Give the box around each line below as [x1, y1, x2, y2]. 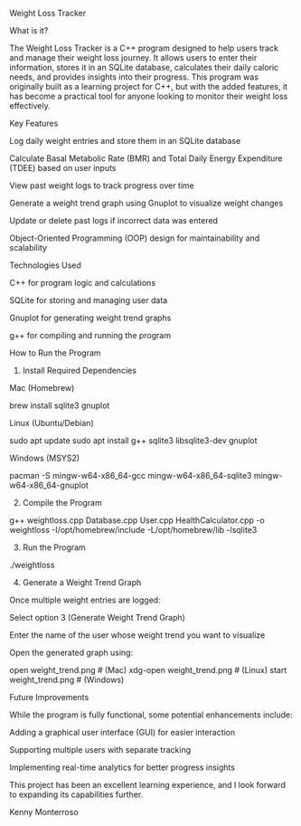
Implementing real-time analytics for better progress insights [9, 762, 235, 773]
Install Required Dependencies [22, 366, 137, 375]
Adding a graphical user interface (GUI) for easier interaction [9, 727, 236, 737]
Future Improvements [9, 692, 89, 702]
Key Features [9, 118, 59, 128]
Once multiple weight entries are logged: [9, 594, 161, 605]
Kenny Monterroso [9, 807, 79, 817]
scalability [9, 242, 48, 252]
